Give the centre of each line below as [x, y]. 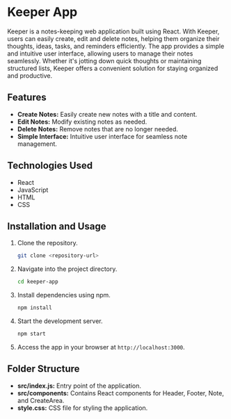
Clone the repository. [47, 243]
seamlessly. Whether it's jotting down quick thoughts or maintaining [104, 60]
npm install [34, 308]
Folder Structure [43, 369]
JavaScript [33, 190]
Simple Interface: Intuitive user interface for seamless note [102, 136]
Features [27, 98]
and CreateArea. [41, 400]
